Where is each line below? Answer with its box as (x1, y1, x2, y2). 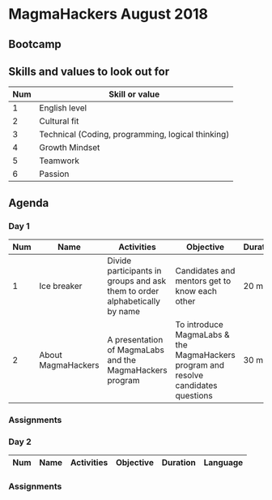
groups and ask (107, 275, 167, 287)
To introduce (175, 319, 224, 330)
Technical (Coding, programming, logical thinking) (39, 129, 230, 140)
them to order (107, 286, 159, 297)
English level (39, 102, 87, 114)
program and (175, 360, 225, 371)
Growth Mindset (39, 142, 100, 153)
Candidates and (175, 265, 236, 277)
